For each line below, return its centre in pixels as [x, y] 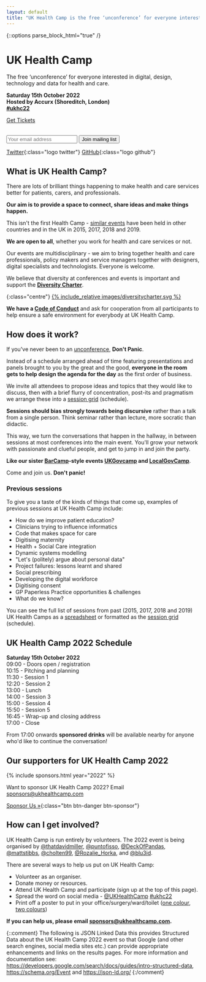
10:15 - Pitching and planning [43, 671]
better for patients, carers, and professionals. [63, 193]
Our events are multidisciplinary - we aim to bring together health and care [101, 253]
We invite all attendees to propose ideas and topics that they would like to [99, 386]
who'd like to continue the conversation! [57, 741]
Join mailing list [99, 140]
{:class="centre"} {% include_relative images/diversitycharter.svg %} [94, 297]
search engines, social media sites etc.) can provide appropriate [87, 946]
